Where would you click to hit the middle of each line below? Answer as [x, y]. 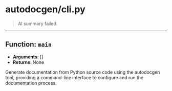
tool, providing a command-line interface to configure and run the [74, 77]
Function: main [29, 44]
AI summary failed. [38, 24]
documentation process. [31, 83]
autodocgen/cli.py [45, 9]
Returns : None [28, 62]
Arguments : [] [28, 57]
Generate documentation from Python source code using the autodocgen [83, 72]
